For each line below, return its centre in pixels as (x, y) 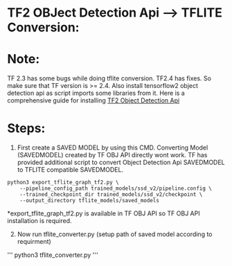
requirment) (34, 242)
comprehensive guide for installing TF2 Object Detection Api (93, 100)
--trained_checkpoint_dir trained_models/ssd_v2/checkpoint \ (111, 195)
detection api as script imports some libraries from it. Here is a (96, 93)
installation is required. (39, 221)
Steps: (26, 128)
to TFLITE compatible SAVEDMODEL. (70, 170)
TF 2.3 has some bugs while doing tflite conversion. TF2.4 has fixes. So (109, 78)
